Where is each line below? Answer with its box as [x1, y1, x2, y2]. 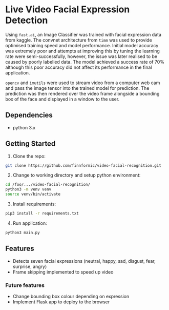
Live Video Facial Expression [5, 4, 130, 15]
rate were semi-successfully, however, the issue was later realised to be [5, 53, 158, 60]
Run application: [12, 220, 47, 226]
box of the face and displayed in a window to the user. [5, 96, 120, 102]
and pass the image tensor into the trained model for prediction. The [5, 85, 150, 91]
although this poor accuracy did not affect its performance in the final [5, 64, 152, 70]
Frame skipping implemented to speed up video [12, 268, 114, 275]
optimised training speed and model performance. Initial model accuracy [5, 42, 159, 48]
